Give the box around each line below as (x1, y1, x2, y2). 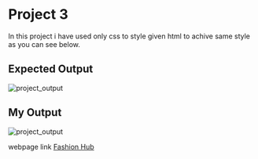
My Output (8, 106, 62, 119)
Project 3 (8, 5, 68, 23)
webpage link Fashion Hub (8, 142, 94, 151)
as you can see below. (8, 39, 80, 49)
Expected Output (8, 63, 94, 76)
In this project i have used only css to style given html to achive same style (8, 31, 250, 41)
